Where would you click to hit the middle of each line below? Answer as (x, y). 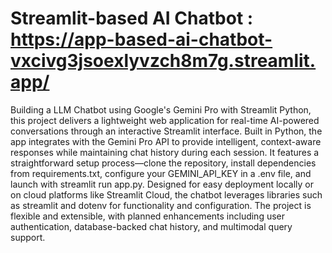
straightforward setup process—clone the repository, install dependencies (163, 163)
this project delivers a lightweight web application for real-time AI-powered (165, 120)
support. (28, 237)
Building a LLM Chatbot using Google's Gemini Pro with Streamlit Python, (161, 109)
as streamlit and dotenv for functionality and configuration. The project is (161, 205)
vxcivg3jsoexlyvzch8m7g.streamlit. (163, 61)
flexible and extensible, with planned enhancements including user (148, 216)
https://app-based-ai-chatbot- (141, 39)
